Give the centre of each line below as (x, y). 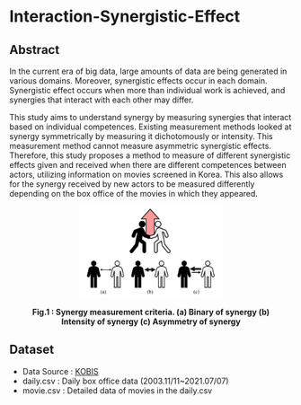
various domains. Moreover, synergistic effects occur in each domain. (138, 81)
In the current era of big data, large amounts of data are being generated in (148, 71)
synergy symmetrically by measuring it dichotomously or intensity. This (141, 136)
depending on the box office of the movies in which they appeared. (134, 194)
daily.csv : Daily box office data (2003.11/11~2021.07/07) (125, 381)
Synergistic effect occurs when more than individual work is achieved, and (147, 90)
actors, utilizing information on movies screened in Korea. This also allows (146, 174)
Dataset (32, 350)
